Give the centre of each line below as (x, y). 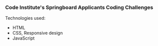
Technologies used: (25, 18)
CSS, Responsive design (38, 33)
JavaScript (23, 38)
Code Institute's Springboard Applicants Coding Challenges (79, 7)
